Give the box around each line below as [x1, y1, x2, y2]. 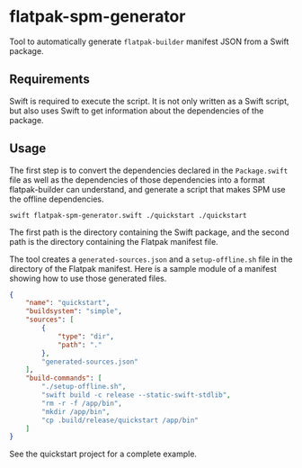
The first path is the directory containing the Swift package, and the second [9, 227, 289, 238]
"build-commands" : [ [25, 373, 102, 383]
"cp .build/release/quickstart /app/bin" [41, 416, 200, 425]
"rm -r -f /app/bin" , [41, 399, 123, 408]
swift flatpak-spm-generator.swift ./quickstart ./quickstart [9, 211, 247, 220]
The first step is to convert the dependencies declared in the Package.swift [9, 165, 289, 175]
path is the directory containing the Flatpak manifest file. [9, 236, 218, 247]
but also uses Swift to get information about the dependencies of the [9, 105, 264, 116]
